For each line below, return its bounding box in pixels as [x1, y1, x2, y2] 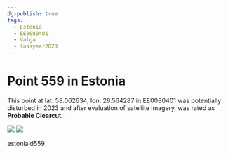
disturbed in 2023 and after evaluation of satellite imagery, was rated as [7, 103, 215, 112]
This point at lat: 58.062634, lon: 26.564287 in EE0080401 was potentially [7, 96, 222, 105]
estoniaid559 [7, 139, 46, 147]
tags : [7, 17, 23, 24]
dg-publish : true [7, 10, 58, 18]
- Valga [13, 36, 36, 44]
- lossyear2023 [13, 43, 58, 50]
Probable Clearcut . [7, 111, 63, 119]
